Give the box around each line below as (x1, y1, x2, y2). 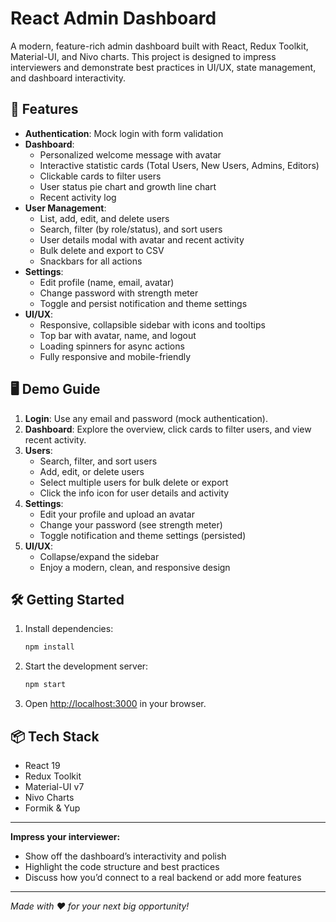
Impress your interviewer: (10, 830, 121, 842)
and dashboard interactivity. (10, 72, 127, 84)
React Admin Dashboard (10, 7, 217, 30)
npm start (24, 680, 67, 690)
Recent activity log (39, 191, 117, 203)
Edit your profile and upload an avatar (39, 508, 195, 520)
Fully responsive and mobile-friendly (39, 350, 192, 362)
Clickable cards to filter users (39, 170, 162, 182)
